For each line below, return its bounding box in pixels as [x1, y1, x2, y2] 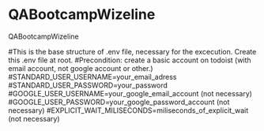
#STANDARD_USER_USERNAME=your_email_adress [8, 72, 177, 81]
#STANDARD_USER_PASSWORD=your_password [8, 80, 168, 90]
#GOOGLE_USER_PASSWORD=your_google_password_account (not [8, 97, 230, 107]
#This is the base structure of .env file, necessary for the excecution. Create [8, 47, 257, 56]
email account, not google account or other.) [8, 63, 153, 73]
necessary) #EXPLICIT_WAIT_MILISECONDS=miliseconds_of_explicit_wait [8, 105, 249, 115]
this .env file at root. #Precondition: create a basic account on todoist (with [8, 55, 251, 65]
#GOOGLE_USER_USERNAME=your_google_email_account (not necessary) [8, 88, 253, 98]
